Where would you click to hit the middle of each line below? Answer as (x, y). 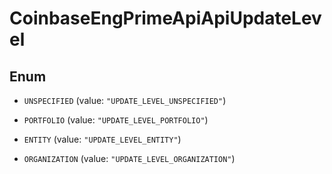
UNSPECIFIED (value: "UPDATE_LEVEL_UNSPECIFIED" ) (125, 100)
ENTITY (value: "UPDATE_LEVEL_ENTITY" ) (102, 139)
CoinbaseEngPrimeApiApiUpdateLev (165, 18)
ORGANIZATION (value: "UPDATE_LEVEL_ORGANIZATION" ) (129, 158)
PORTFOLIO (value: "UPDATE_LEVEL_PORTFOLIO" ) (116, 120)
